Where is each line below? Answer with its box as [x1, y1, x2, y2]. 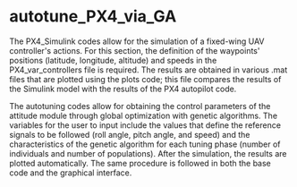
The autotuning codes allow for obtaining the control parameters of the [9, 100, 271, 111]
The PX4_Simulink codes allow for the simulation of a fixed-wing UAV [9, 36, 266, 47]
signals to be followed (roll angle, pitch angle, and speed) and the [9, 129, 250, 140]
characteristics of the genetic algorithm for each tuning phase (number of [9, 139, 281, 149]
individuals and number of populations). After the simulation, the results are [9, 148, 287, 158]
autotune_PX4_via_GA [9, 6, 177, 27]
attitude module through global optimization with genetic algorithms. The [9, 110, 278, 121]
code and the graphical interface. [9, 167, 132, 178]
